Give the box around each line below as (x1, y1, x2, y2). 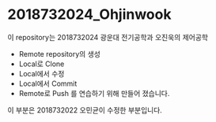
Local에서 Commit (18, 79, 78, 88)
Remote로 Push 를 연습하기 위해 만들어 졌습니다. (18, 88, 170, 98)
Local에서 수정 (18, 68, 65, 78)
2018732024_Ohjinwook (7, 6, 172, 24)
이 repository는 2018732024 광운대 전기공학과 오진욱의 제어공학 (7, 32, 209, 42)
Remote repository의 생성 (18, 49, 100, 58)
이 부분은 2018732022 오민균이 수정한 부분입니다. (7, 105, 163, 115)
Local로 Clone (18, 59, 65, 68)
